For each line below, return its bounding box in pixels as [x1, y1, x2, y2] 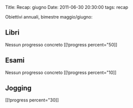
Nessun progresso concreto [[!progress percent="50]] [5, 41, 117, 47]
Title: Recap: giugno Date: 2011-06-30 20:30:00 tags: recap [5, 4, 128, 10]
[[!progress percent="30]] [5, 97, 59, 103]
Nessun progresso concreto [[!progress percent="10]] [5, 69, 116, 75]
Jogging [5, 84, 31, 92]
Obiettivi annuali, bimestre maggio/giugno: [5, 14, 93, 19]
